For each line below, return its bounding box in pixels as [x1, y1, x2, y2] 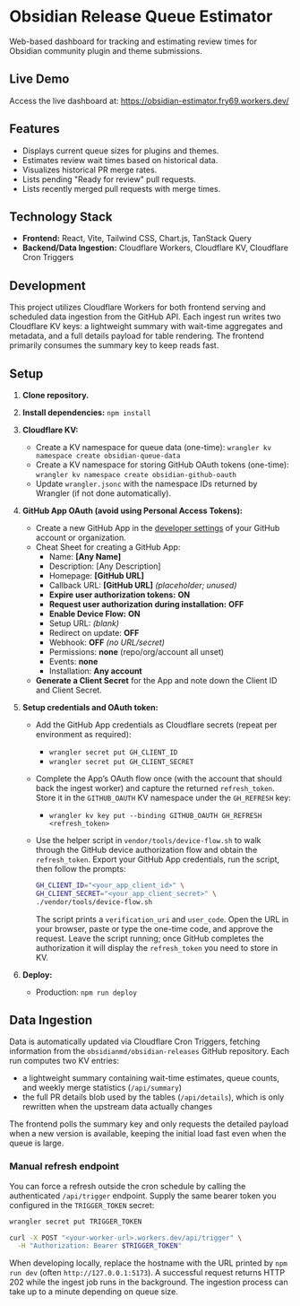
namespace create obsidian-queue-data [35, 451, 181, 460]
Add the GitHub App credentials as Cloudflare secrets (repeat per [35, 719, 278, 730]
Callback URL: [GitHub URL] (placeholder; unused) [48, 580, 237, 590]
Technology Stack [9, 209, 113, 224]
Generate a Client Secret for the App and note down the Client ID [35, 675, 278, 685]
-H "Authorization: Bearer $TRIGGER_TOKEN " [17, 1241, 182, 1250]
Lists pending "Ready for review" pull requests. [21, 173, 197, 185]
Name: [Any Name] [48, 552, 122, 562]
